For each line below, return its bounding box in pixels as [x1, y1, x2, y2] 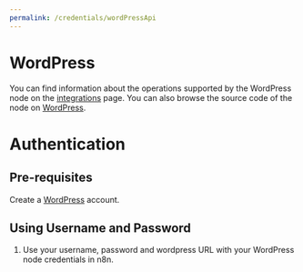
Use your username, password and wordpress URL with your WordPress [22, 245, 295, 256]
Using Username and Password [9, 220, 191, 236]
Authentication [9, 134, 126, 155]
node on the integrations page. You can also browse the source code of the [9, 92, 293, 103]
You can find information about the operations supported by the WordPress [9, 83, 292, 94]
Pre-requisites [9, 170, 93, 186]
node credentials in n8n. [22, 254, 114, 265]
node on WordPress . [9, 102, 86, 113]
